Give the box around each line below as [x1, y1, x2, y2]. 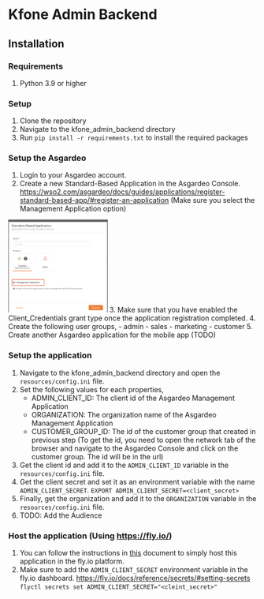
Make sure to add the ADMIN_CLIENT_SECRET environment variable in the [19, 564, 248, 574]
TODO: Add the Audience [19, 511, 102, 520]
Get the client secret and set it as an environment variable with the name [19, 477, 255, 486]
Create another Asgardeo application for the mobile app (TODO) [8, 330, 217, 340]
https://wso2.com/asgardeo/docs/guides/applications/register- [19, 187, 225, 197]
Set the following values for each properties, [19, 384, 164, 394]
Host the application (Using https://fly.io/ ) [8, 530, 173, 541]
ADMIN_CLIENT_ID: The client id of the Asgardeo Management [31, 393, 235, 402]
